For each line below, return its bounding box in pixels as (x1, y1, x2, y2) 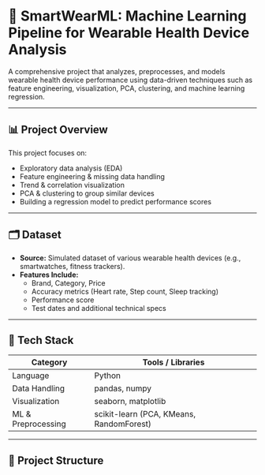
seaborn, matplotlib (94, 396, 166, 407)
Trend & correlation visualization (19, 180, 125, 189)
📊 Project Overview (8, 123, 108, 137)
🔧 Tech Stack (8, 333, 74, 346)
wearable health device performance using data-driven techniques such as (8, 75, 253, 84)
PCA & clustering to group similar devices (19, 189, 155, 198)
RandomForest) (94, 418, 152, 429)
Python (94, 370, 121, 381)
